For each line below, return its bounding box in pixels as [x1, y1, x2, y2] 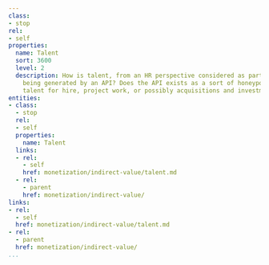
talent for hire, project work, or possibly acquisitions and [22, 86, 235, 95]
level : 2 [15, 64, 45, 72]
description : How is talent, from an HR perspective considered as [15, 71, 246, 79]
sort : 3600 [15, 57, 52, 65]
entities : [8, 94, 42, 102]
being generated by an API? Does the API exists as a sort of [22, 79, 235, 87]
